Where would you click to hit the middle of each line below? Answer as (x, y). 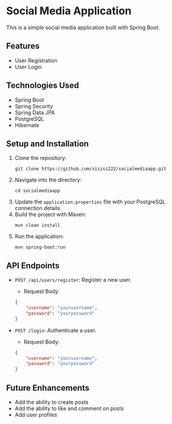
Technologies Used (42, 85)
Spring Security (34, 106)
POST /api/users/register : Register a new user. (73, 280)
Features (23, 46)
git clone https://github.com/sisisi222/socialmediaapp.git (90, 169)
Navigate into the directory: (48, 180)
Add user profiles (36, 415)
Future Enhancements (48, 388)
